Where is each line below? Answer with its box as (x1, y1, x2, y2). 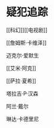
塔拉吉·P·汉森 (6, 90, 39, 97)
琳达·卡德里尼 (6, 115, 40, 123)
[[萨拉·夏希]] (6, 77, 37, 84)
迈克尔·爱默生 (6, 51, 40, 59)
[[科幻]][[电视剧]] (6, 26, 47, 33)
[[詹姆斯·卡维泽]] (6, 39, 47, 46)
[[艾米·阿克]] (6, 64, 37, 72)
